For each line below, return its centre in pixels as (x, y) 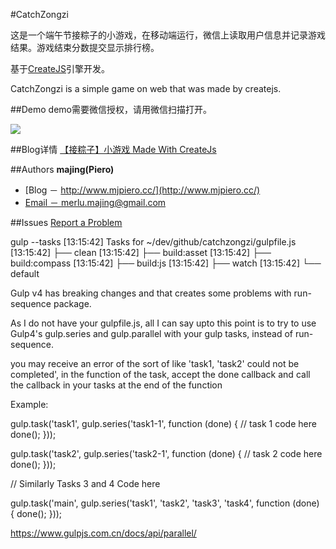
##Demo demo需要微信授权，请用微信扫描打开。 (111, 109)
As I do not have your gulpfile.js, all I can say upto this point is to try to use (163, 323)
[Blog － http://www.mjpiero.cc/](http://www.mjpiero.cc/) (142, 190)
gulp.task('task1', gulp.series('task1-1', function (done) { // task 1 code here (163, 423)
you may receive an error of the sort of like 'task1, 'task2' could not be (155, 363)
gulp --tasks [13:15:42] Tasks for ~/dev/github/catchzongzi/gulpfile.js (153, 242)
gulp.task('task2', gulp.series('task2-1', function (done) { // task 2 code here (166, 453)
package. (72, 303)
